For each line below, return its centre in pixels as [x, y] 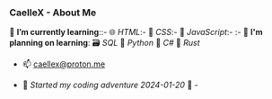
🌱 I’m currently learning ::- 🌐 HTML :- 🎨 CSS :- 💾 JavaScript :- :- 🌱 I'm [136, 32]
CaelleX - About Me [53, 13]
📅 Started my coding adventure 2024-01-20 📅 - [110, 85]
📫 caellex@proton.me [64, 64]
